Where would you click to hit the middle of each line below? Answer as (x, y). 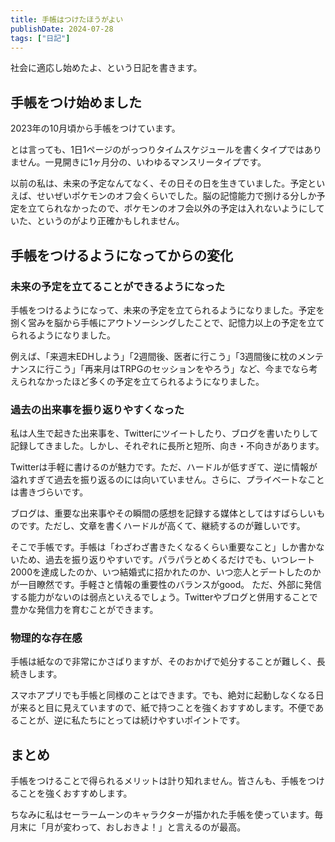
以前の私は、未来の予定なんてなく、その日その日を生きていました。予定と (163, 183)
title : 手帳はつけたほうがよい (67, 19)
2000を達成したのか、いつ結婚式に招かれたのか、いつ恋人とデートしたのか (166, 572)
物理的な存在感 (46, 638)
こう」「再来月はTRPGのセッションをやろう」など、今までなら (181, 368)
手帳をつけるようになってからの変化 (121, 255)
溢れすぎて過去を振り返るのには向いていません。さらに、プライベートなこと (167, 480)
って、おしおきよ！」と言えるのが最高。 (163, 827)
